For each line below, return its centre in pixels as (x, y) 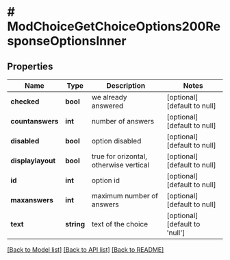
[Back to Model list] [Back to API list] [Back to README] (86, 250)
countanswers (35, 121)
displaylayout (33, 161)
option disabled (116, 141)
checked (25, 102)
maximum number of (125, 196)
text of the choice (120, 224)
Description (126, 85)
